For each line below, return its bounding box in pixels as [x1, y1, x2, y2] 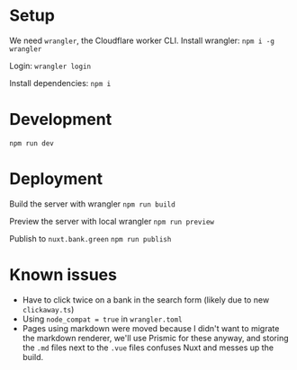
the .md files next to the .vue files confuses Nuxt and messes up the [22, 342, 274, 353]
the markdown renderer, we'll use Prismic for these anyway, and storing [22, 332, 289, 343]
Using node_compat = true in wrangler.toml [22, 313, 183, 324]
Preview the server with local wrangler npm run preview [9, 216, 214, 226]
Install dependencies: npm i [9, 77, 112, 88]
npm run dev [9, 138, 54, 148]
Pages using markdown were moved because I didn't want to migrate [22, 322, 280, 333]
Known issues [9, 265, 117, 285]
